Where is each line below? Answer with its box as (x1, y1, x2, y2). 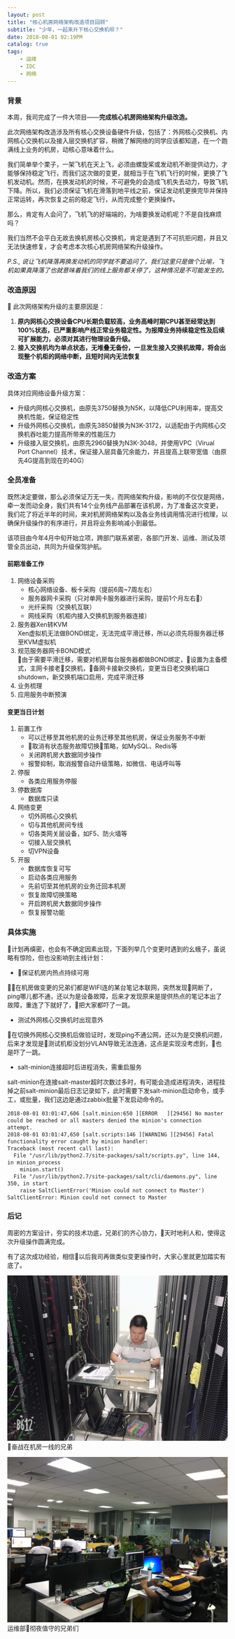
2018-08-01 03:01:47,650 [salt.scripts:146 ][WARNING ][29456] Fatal (7, 1131, 215, 1138)
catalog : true (7, 41, 49, 48)
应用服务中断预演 (17, 690, 67, 699)
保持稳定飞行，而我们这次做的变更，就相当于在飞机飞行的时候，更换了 (19, 169, 222, 177)
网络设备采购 (17, 577, 55, 585)
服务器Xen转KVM (17, 620, 68, 629)
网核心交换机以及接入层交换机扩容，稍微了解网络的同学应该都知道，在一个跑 (7, 136, 228, 145)
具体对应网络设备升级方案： (7, 388, 87, 397)
